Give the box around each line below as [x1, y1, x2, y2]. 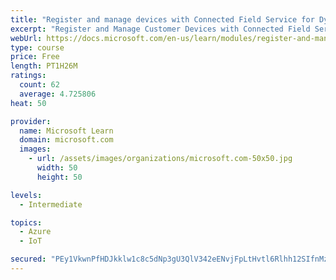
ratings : [10, 71, 47, 81]
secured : [10, 254, 47, 265]
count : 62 [19, 80, 60, 90]
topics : [10, 217, 43, 228]
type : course [10, 42, 65, 53]
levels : [10, 190, 43, 200]
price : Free [10, 52, 60, 62]
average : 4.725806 [19, 89, 97, 99]
